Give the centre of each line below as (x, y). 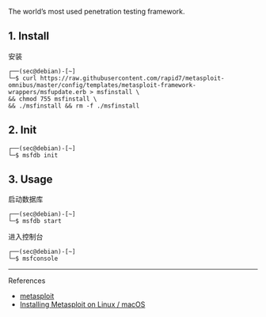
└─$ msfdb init (33, 155)
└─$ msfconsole (33, 259)
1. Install (29, 36)
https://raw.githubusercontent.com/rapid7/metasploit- (132, 78)
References (27, 281)
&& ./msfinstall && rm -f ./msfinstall (74, 106)
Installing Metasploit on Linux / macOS (82, 304)
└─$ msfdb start (35, 221)
